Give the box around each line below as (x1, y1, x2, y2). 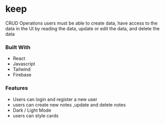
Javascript (12, 61, 35, 67)
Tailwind (12, 66, 31, 72)
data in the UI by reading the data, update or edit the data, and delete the (5, 25, 160, 31)
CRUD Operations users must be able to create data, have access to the (5, 20, 158, 26)
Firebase (12, 72, 32, 78)
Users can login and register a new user (12, 96, 98, 102)
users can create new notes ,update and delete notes (12, 101, 126, 108)
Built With (5, 44, 31, 51)
